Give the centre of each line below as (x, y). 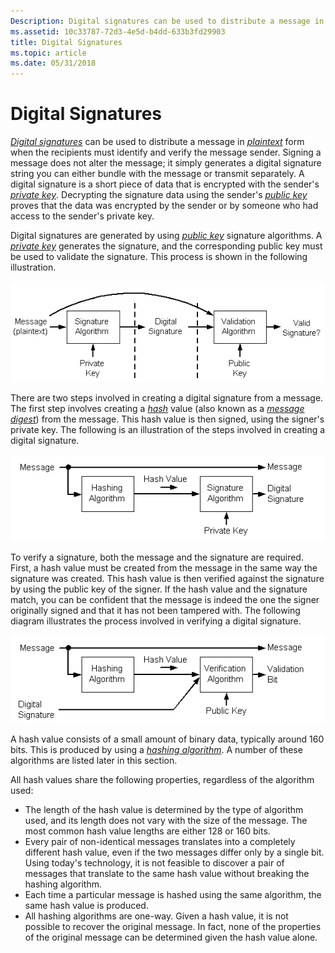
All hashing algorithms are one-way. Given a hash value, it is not (156, 916)
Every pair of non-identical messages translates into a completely (160, 842)
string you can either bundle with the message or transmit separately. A (157, 174)
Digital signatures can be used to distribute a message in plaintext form (157, 142)
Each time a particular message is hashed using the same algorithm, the (173, 895)
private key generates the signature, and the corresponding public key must (166, 246)
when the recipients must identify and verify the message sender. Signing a (166, 152)
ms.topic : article (48, 53)
